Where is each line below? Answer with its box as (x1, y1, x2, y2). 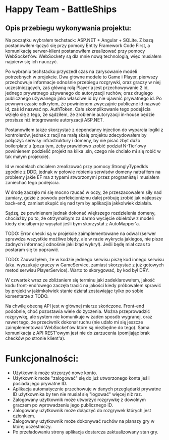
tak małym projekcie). (5, 153, 50, 159)
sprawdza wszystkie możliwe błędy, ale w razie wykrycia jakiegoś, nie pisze (5, 236, 163, 242)
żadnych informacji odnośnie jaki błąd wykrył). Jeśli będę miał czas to (5, 242, 150, 247)
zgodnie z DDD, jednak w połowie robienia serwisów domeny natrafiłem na (5, 169, 161, 175)
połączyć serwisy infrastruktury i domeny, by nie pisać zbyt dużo (5, 138, 141, 143)
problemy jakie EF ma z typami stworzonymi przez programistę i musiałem (5, 174, 160, 180)
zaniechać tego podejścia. (5, 180, 60, 185)
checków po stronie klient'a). (5, 335, 66, 341)
